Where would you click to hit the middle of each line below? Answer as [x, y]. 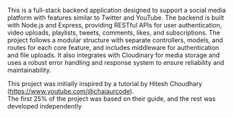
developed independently [45, 106]
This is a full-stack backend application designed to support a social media [117, 10]
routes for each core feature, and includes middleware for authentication [113, 48]
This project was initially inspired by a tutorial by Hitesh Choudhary [105, 84]
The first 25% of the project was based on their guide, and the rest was [112, 99]
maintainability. [29, 70]
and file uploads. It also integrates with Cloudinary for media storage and [114, 55]
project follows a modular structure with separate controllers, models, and [115, 40]
